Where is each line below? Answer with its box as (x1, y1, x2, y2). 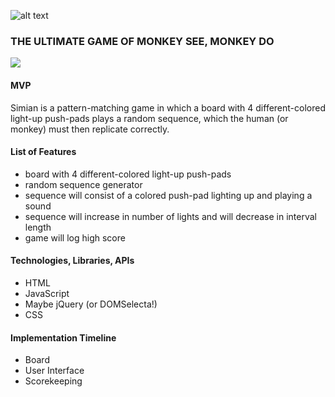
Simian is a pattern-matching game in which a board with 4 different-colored (10, 101, 326, 114)
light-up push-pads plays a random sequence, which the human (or (10, 112, 289, 124)
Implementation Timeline (10, 331, 117, 344)
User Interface (24, 365, 85, 377)
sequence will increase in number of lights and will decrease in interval (24, 210, 317, 222)
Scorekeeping (24, 375, 83, 387)
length (24, 221, 52, 233)
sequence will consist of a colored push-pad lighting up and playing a (24, 189, 313, 201)
